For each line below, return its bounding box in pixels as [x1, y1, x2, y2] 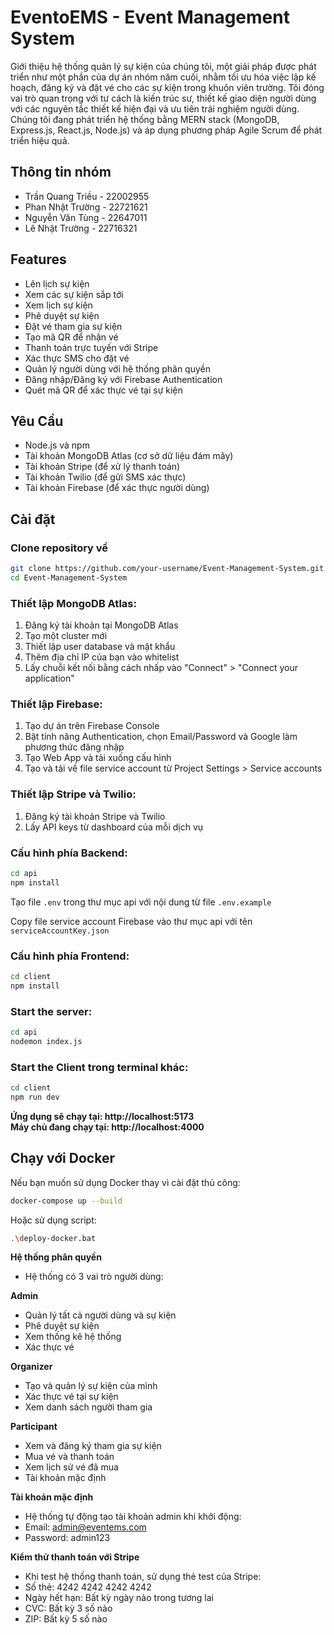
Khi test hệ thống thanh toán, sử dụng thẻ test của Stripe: [24, 1571, 262, 1583]
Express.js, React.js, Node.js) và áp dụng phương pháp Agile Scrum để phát [10, 124, 323, 136]
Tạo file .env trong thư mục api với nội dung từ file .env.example [10, 896, 272, 908]
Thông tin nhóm [10, 164, 112, 181]
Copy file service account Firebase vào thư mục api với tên [10, 915, 253, 927]
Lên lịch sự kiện [24, 277, 90, 290]
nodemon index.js [10, 1036, 83, 1046]
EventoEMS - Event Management [10, 6, 290, 29]
